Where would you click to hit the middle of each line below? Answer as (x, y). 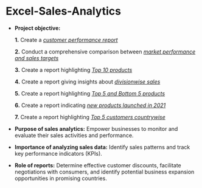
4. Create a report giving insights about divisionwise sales (87, 82)
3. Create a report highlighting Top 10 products (73, 70)
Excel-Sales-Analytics (64, 11)
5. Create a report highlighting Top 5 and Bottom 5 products (90, 93)
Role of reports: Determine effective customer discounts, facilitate (98, 165)
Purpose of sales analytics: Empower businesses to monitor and (96, 128)
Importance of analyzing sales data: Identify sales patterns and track (102, 147)
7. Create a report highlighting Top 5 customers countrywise (90, 117)
